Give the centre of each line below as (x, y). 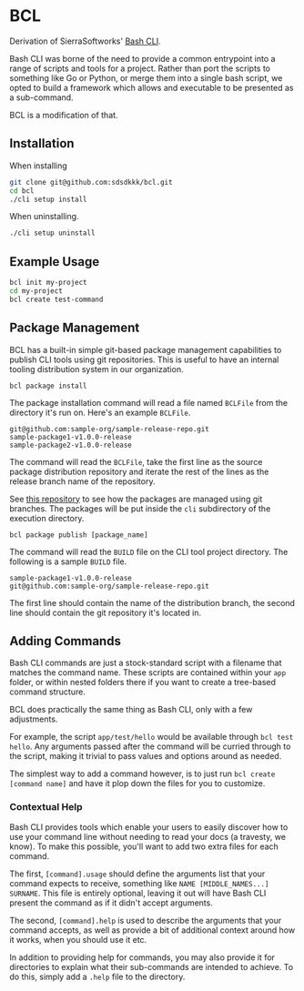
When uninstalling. (44, 217)
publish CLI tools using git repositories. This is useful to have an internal (144, 359)
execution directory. (47, 518)
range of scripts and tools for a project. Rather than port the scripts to (140, 68)
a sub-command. (42, 97)
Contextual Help (46, 807)
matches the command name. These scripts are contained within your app (148, 672)
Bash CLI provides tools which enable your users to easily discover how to (149, 827)
